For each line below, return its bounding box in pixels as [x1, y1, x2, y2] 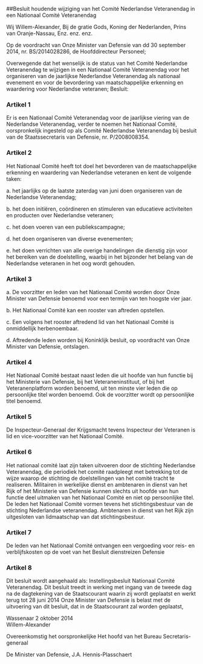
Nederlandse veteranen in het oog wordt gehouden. [6, 260, 136, 267]
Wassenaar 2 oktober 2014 [6, 614, 74, 622]
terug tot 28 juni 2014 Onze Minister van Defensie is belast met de [6, 596, 171, 604]
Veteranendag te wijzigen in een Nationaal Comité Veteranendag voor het [6, 66, 189, 73]
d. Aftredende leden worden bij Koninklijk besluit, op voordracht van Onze [6, 336, 190, 344]
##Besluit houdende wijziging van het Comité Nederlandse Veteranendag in [6, 5, 195, 12]
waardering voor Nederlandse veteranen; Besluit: [6, 85, 129, 93]
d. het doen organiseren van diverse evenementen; [6, 235, 134, 242]
